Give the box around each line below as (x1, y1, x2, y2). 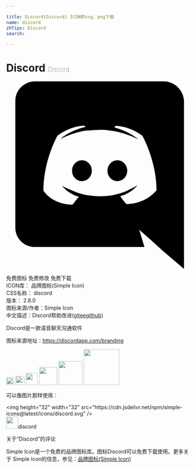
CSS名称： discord (6, 289, 52, 297)
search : (6, 30, 26, 36)
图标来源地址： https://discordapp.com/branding (6, 337, 124, 344)
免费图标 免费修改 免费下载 (6, 274, 72, 282)
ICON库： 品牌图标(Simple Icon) (6, 282, 85, 289)
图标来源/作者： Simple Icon (6, 304, 74, 311)
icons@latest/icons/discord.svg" (6, 410, 86, 417)
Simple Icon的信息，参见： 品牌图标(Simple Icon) (12, 455, 132, 463)
